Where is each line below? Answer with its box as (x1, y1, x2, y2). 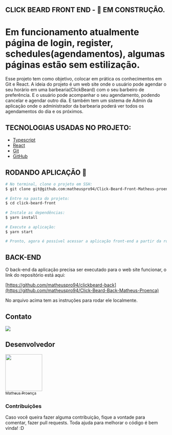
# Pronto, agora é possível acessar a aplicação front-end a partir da (5, 239, 161, 244)
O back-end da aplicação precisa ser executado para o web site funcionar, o (5, 266, 167, 273)
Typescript (12, 137, 36, 143)
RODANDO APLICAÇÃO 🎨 (5, 168, 87, 177)
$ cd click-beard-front (5, 201, 56, 206)
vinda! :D (5, 425, 25, 431)
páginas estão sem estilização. (5, 59, 140, 70)
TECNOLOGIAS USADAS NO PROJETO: (5, 123, 132, 132)
